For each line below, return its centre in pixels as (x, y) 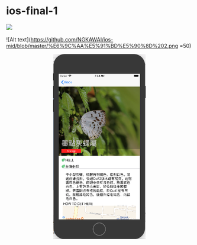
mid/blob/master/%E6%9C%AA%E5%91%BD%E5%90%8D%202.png (92, 46)
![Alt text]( (18, 39)
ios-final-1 (32, 11)
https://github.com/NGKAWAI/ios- (72, 39)
